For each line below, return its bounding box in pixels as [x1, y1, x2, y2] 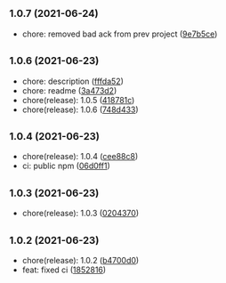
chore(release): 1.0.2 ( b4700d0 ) [21, 255, 140, 266]
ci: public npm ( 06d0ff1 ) [21, 160, 110, 172]
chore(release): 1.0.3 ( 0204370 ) [21, 208, 140, 219]
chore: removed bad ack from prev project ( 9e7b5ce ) [21, 28, 218, 39]
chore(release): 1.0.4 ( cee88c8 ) [21, 151, 139, 162]
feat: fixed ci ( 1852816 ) [21, 264, 107, 275]
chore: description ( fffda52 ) [21, 76, 125, 86]
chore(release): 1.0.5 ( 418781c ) [21, 94, 135, 105]
